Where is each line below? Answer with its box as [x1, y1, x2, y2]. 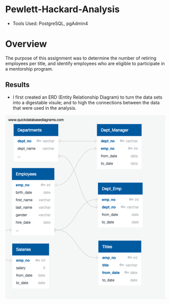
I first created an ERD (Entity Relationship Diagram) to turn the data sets [12, 94, 162, 100]
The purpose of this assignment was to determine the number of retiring [5, 55, 156, 61]
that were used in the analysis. [12, 105, 77, 111]
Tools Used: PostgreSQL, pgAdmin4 [12, 20, 88, 26]
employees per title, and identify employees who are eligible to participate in [5, 60, 165, 67]
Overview [5, 38, 47, 50]
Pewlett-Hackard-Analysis [5, 4, 120, 15]
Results [5, 80, 30, 89]
